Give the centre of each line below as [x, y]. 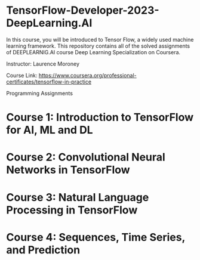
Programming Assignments [40, 93]
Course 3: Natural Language [78, 197]
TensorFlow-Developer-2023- [83, 10]
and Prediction [43, 250]
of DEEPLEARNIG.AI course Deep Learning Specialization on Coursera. [93, 52]
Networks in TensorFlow [68, 170]
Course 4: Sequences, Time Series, [96, 237]
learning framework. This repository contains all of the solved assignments [98, 46]
